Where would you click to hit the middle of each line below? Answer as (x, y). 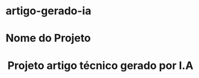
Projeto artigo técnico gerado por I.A (100, 65)
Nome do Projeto (48, 38)
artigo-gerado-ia (48, 11)
